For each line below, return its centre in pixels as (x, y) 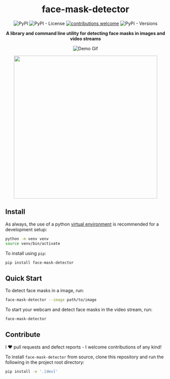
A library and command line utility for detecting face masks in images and (86, 33)
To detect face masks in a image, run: (45, 291)
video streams (86, 39)
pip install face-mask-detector (39, 263)
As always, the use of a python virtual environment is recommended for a (82, 224)
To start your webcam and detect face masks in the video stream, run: (79, 310)
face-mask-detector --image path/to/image (51, 300)
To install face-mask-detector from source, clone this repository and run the (84, 357)
